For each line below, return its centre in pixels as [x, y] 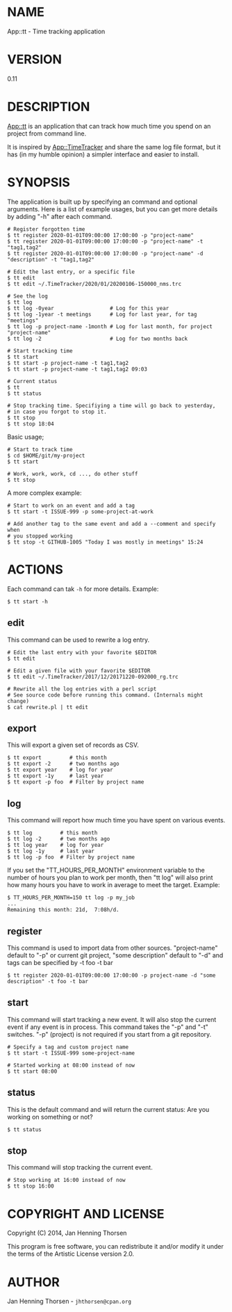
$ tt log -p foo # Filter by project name [71, 857]
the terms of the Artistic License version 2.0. [71, 1254]
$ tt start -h [28, 601]
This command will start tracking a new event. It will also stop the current [112, 1019]
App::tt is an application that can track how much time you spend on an [109, 126]
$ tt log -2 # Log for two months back [98, 339]
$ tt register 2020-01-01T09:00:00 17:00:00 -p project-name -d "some [111, 975]
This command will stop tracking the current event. [80, 1167]
